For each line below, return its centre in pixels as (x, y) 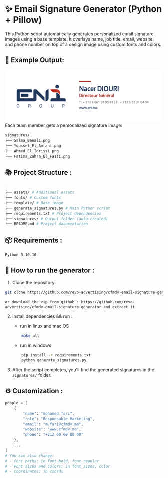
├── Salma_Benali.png (28, 140)
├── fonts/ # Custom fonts (33, 198)
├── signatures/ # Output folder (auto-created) (57, 219)
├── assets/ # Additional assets (40, 193)
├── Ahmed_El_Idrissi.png (32, 151)
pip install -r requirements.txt (56, 355)
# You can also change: (30, 456)
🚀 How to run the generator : (50, 271)
